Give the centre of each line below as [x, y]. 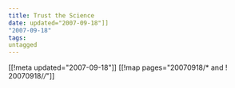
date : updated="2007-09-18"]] [59, 23]
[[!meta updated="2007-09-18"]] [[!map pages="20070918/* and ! [118, 67]
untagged [23, 45]
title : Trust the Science [51, 15]
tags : [17, 38]
